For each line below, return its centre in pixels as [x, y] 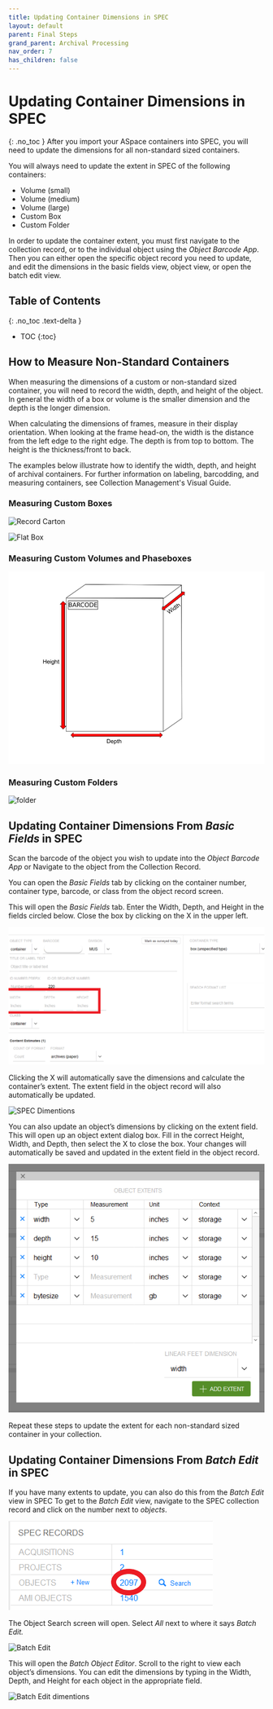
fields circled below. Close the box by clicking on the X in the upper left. [128, 916]
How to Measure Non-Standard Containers [119, 362]
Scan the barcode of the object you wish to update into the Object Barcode [134, 858]
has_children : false [43, 60]
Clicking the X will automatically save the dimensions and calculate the [127, 1078]
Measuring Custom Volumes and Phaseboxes [100, 558]
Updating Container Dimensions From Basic [121, 826]
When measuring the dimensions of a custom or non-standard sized [123, 381]
